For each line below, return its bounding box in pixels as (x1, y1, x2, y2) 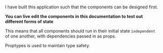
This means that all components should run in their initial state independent (5, 28, 156, 34)
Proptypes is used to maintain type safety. (5, 43, 91, 48)
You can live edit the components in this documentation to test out (5, 14, 143, 19)
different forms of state (5, 18, 54, 24)
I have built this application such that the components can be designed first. (5, 4, 158, 10)
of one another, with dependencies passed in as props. (5, 33, 116, 39)
